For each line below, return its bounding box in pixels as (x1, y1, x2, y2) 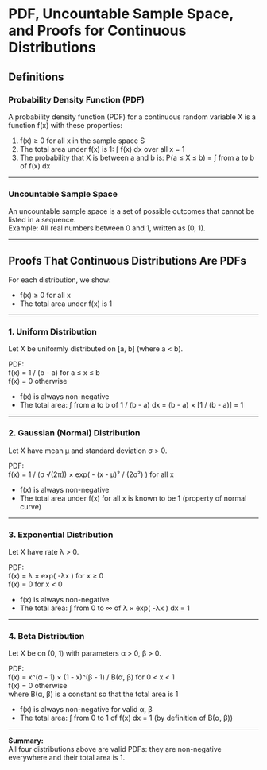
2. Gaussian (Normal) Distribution (8, 428, 141, 439)
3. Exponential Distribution (8, 529, 114, 540)
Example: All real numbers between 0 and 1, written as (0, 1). (8, 223, 206, 233)
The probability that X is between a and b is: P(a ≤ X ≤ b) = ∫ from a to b (19, 153, 254, 162)
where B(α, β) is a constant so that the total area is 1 (8, 689, 179, 699)
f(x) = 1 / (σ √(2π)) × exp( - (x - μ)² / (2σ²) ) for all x (8, 470, 175, 479)
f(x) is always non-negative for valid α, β (19, 705, 153, 714)
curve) (19, 501, 42, 511)
